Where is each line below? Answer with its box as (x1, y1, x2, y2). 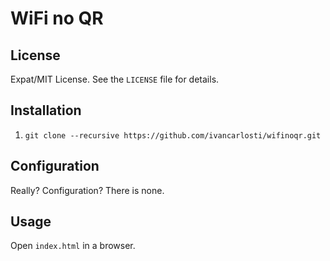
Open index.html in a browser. (10, 240, 136, 252)
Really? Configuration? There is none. (10, 184, 165, 196)
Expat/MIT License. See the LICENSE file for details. (10, 73, 220, 85)
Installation (10, 102, 82, 119)
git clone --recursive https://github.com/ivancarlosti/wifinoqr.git (24, 130, 322, 141)
